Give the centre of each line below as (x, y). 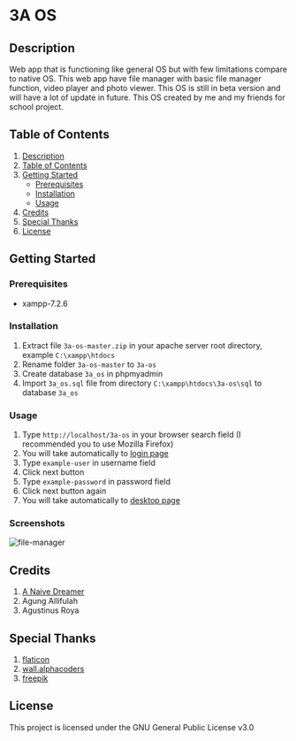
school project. (36, 107)
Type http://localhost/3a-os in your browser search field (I (131, 435)
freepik (35, 678)
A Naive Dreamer (53, 592)
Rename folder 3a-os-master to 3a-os (89, 364)
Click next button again (64, 491)
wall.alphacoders (53, 669)
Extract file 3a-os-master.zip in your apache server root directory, (142, 345)
